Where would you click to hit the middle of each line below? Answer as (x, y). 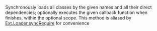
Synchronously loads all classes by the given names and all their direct (78, 7)
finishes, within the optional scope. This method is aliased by (68, 18)
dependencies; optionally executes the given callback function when (76, 12)
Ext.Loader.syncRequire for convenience (47, 23)
